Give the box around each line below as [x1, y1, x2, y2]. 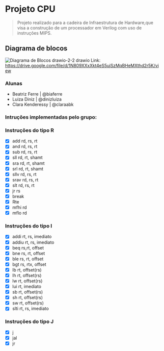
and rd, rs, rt [12, 144, 38, 150]
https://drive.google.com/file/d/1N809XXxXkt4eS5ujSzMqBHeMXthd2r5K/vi [5, 62, 159, 68]
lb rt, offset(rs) [12, 267, 42, 273]
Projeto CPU [5, 3, 55, 15]
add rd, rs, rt [12, 138, 38, 144]
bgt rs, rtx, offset [12, 261, 47, 267]
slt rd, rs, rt [12, 182, 35, 188]
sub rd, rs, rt [12, 149, 38, 155]
